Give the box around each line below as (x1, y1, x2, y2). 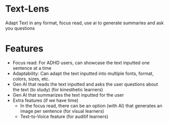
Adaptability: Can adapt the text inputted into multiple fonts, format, (12, 70, 154, 76)
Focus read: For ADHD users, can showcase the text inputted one (12, 59, 150, 66)
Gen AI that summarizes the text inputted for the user (12, 92, 124, 98)
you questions (5, 25, 35, 31)
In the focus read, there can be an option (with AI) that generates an (20, 102, 162, 109)
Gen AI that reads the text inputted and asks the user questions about (12, 81, 158, 87)
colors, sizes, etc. (12, 75, 50, 81)
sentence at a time (12, 65, 52, 71)
